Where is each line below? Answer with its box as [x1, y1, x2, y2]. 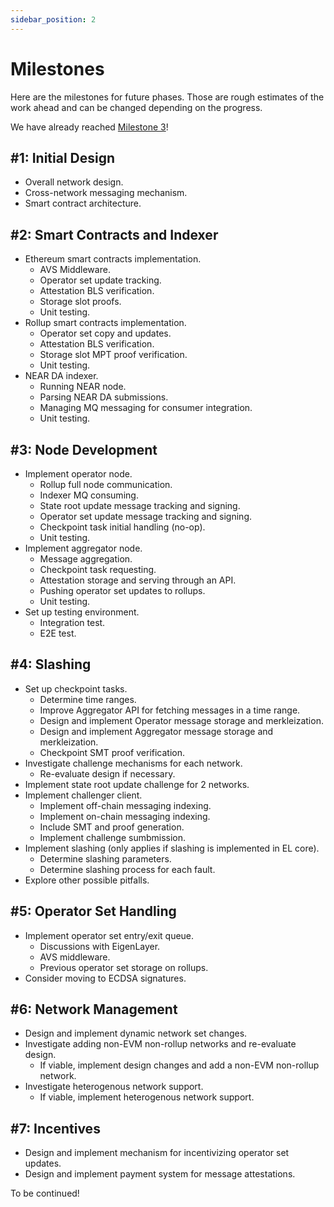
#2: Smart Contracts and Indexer [10, 226, 219, 243]
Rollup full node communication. [39, 479, 173, 490]
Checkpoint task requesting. [39, 564, 157, 575]
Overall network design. [24, 176, 124, 188]
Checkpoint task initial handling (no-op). [39, 521, 206, 533]
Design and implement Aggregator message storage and [39, 725, 274, 737]
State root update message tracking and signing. [39, 500, 241, 511]
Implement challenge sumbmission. [39, 831, 187, 843]
